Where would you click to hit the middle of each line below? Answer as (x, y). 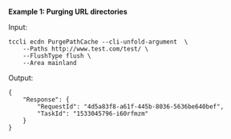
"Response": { (46, 100)
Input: (18, 27)
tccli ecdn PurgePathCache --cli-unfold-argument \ (98, 42)
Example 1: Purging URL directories (68, 12)
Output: (21, 78)
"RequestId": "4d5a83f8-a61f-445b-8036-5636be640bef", (131, 107)
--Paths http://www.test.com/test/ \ (86, 49)
